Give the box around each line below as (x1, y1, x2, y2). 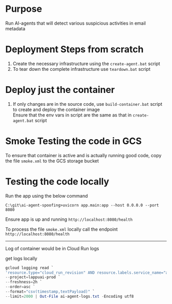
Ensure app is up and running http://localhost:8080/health (5, 216, 133, 222)
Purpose (5, 3, 42, 15)
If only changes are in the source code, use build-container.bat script (12, 101, 163, 107)
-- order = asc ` (5, 284, 36, 290)
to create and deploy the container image (12, 106, 100, 112)
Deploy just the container (5, 84, 115, 96)
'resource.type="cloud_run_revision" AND (5, 270, 95, 275)
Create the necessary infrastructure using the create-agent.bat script (12, 60, 160, 67)
